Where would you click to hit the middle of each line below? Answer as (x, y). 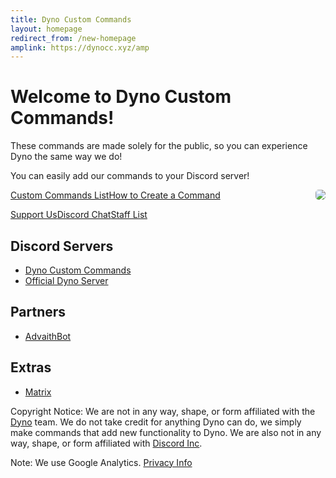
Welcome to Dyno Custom (121, 97)
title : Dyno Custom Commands (71, 19)
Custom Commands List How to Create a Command (115, 195)
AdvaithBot (48, 336)
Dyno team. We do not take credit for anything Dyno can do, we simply (156, 422)
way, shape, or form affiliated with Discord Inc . (106, 443)
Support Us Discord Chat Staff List (79, 215)
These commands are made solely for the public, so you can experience (159, 146)
